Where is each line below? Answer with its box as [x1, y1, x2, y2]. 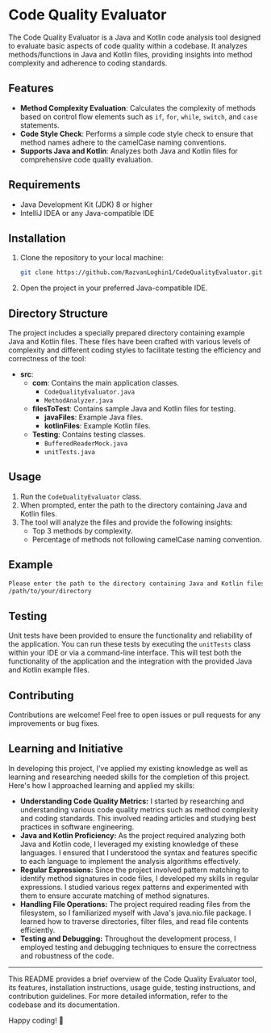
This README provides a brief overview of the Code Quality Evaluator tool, [8, 974, 257, 984]
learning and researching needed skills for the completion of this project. [8, 772, 250, 782]
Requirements [8, 178, 81, 192]
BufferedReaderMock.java [44, 440, 128, 448]
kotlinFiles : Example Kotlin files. [44, 421, 151, 431]
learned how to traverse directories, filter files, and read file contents [19, 916, 248, 926]
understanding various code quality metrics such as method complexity [19, 804, 259, 814]
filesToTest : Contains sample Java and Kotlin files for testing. [31, 404, 236, 414]
